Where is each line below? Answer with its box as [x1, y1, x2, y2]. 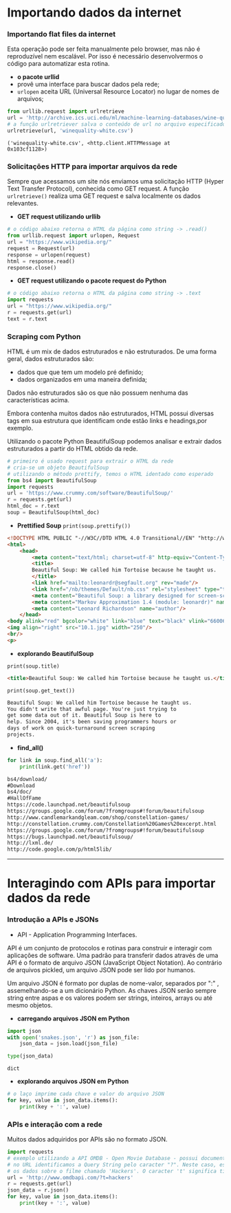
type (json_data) [7, 1053, 54, 1060]
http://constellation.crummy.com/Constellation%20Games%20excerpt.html [7, 820, 217, 827]
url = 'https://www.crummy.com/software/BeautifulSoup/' [7, 490, 174, 496]
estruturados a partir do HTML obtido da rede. [7, 445, 139, 453]
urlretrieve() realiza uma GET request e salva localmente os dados [7, 192, 201, 200]
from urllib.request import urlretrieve [7, 108, 125, 115]
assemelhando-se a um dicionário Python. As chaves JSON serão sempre [7, 986, 217, 994]
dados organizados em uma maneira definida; [16, 375, 148, 384]
